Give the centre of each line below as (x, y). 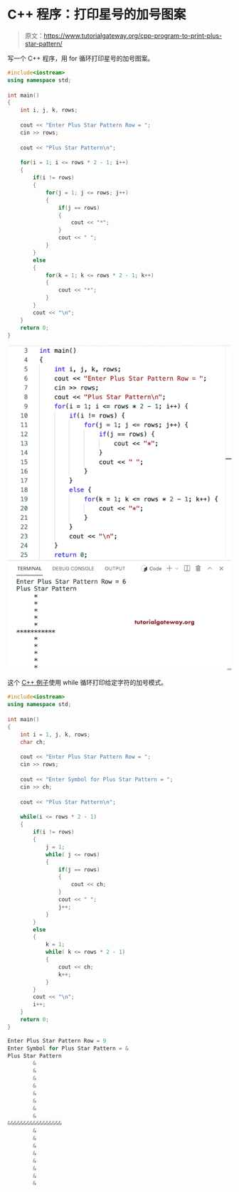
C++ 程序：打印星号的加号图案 (97, 15)
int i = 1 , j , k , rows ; (55, 734)
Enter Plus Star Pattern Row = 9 (57, 1041)
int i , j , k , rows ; (49, 110)
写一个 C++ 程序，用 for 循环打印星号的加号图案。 (81, 58)
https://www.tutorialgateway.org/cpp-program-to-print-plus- (133, 36)
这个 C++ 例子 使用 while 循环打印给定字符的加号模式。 (87, 683)
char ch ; (33, 742)
